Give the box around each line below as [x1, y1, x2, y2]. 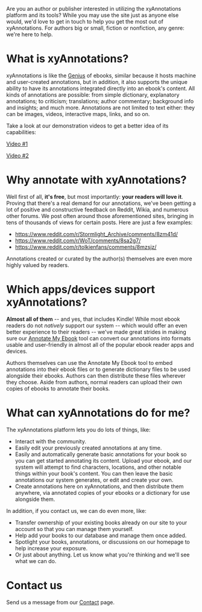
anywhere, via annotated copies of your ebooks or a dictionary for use [14, 489, 190, 496]
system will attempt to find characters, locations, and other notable [14, 463, 182, 471]
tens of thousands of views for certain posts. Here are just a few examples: [6, 219, 193, 226]
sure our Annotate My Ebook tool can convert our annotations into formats [6, 335, 191, 342]
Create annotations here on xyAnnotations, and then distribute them [14, 483, 184, 490]
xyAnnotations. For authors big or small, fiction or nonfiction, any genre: [6, 24, 185, 31]
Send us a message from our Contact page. [6, 598, 115, 606]
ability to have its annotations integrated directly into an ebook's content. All [6, 85, 195, 92]
